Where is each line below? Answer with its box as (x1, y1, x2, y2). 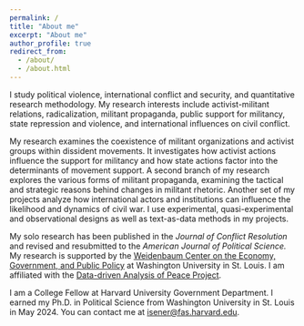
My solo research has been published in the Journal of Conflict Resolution (9, 230, 289, 241)
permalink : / (9, 13, 59, 23)
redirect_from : (9, 47, 67, 56)
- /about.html (17, 65, 71, 74)
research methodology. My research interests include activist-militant (9, 98, 270, 109)
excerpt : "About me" (9, 30, 88, 39)
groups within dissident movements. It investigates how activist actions (9, 145, 276, 156)
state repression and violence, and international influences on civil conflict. (9, 117, 291, 128)
